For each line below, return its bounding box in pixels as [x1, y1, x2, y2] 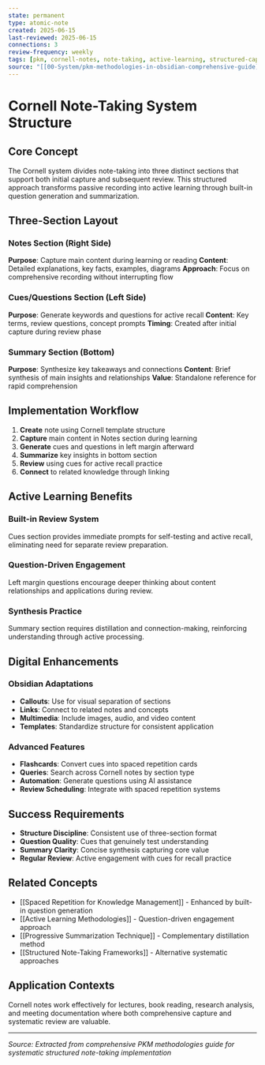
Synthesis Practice [8, 606, 83, 617]
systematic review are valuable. [8, 1016, 111, 1026]
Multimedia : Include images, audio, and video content [19, 713, 196, 722]
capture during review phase [8, 327, 102, 336]
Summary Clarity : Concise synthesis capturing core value [19, 845, 210, 854]
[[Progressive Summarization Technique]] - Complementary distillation [19, 931, 250, 940]
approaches [19, 956, 59, 966]
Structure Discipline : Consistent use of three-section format [19, 828, 217, 838]
